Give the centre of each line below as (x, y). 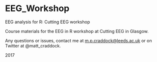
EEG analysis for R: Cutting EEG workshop (48, 22)
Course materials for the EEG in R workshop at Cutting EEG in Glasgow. (77, 31)
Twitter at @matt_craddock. (33, 46)
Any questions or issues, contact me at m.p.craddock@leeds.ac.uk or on (78, 40)
